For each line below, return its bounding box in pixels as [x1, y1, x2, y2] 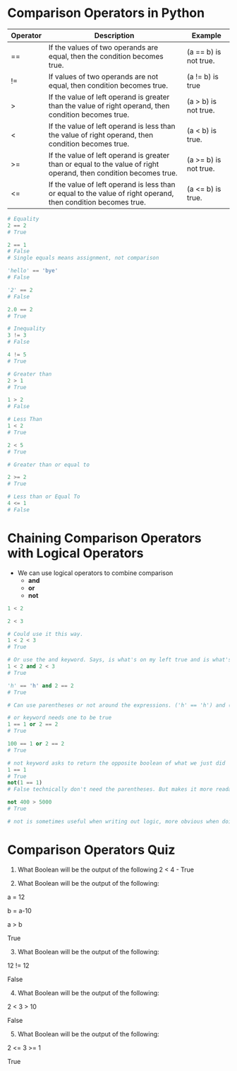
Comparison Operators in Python [7, 5, 205, 21]
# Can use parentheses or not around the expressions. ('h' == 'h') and [7, 702, 226, 709]
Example [191, 30, 222, 40]
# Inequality [7, 325, 46, 332]
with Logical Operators [7, 545, 144, 561]
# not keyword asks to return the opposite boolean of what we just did [7, 759, 226, 767]
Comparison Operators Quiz [7, 842, 176, 857]
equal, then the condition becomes [48, 51, 164, 61]
